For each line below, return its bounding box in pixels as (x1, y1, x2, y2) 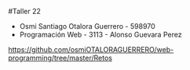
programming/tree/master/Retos (8, 54, 112, 62)
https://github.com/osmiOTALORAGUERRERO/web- (8, 45, 174, 54)
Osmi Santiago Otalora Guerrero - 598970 (19, 22, 155, 30)
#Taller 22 (8, 7, 41, 16)
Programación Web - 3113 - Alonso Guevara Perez (19, 30, 182, 39)
